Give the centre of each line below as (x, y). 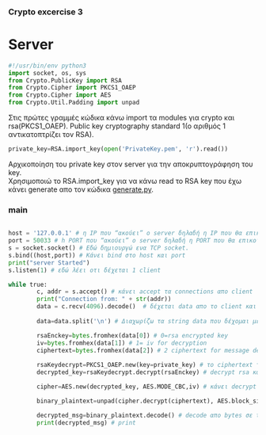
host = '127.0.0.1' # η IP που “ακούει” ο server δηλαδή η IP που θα (125, 233)
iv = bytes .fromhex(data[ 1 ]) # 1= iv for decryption (122, 343)
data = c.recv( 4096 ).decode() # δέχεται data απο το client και (147, 307)
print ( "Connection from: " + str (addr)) (104, 300)
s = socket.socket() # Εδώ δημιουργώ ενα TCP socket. (99, 248)
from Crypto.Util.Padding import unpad (74, 103)
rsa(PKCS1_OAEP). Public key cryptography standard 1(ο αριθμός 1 (117, 126)
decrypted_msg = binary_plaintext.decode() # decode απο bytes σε (145, 415)
